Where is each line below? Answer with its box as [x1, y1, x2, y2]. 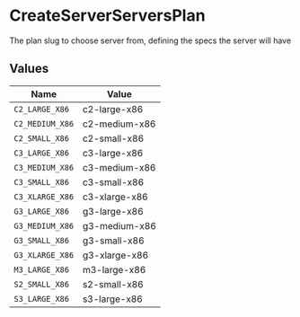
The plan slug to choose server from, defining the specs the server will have [9, 35, 292, 46]
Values [9, 61, 49, 76]
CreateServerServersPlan [9, 5, 206, 26]
